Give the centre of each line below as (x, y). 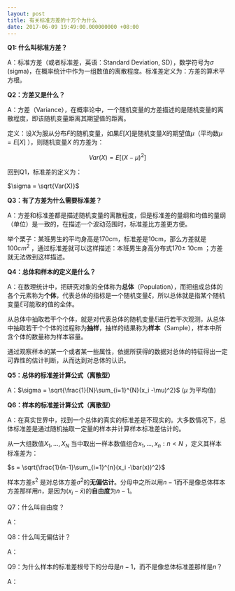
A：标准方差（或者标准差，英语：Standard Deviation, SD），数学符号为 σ (111, 62)
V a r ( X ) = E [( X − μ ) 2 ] (117, 157)
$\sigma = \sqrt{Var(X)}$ (43, 186)
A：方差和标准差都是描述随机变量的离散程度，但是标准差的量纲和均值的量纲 (116, 215)
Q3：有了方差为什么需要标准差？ (55, 201)
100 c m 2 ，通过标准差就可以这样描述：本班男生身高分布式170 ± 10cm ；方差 (115, 247)
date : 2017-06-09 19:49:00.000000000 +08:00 (73, 27)
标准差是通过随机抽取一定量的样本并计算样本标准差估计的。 (99, 428)
